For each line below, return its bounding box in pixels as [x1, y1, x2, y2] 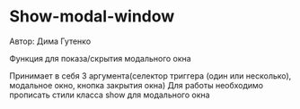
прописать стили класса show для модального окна [9, 89, 210, 100]
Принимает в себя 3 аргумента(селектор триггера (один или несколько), [9, 70, 292, 81]
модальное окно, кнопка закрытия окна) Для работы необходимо [9, 80, 264, 90]
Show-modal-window [9, 6, 175, 27]
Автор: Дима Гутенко [9, 36, 92, 46]
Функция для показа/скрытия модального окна [9, 53, 191, 63]
